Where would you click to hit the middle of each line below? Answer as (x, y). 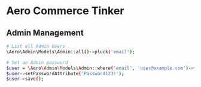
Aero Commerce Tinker (65, 11)
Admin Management (45, 33)
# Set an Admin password (37, 62)
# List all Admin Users (36, 46)
